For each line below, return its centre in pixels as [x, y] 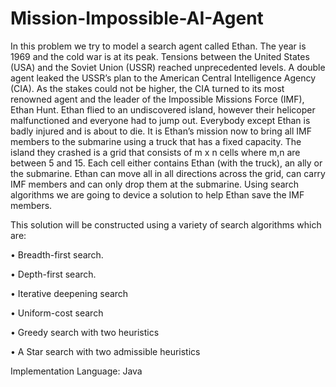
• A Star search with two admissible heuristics [105, 351]
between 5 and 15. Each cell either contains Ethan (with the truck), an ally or [166, 163]
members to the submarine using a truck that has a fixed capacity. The [156, 141]
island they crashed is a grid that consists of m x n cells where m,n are [155, 152]
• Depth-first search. [53, 274]
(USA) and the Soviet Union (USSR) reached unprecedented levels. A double [168, 67]
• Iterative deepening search [69, 293]
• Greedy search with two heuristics [85, 332]
